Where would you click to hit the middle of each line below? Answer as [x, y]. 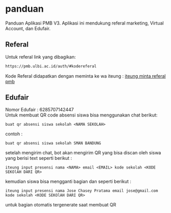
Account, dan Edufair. [28, 28]
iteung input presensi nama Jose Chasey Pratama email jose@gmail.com [82, 191]
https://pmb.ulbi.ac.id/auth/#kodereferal [51, 66]
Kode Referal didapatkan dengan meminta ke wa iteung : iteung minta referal [85, 76]
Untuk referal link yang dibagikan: [41, 57]
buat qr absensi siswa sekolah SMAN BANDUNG [53, 144]
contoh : [14, 134]
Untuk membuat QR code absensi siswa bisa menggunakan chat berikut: [81, 115]
